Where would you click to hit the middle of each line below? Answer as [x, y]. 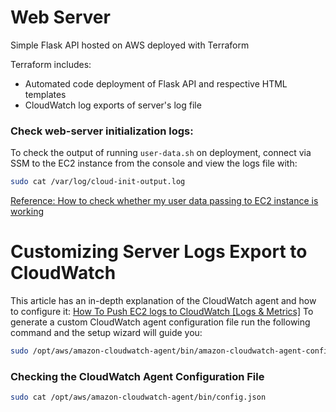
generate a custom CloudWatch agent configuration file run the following [160, 322]
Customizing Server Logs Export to [159, 252]
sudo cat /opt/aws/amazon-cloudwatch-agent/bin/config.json [138, 397]
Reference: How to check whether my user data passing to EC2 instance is [164, 201]
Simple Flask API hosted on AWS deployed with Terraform [130, 45]
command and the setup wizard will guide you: [106, 333]
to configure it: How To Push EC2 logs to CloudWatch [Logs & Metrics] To [162, 312]
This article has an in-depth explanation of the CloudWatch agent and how [163, 301]
